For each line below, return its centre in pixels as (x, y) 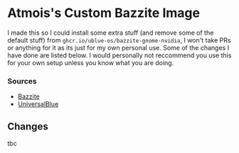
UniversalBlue (38, 104)
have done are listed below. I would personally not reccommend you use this (119, 55)
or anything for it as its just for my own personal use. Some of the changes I (118, 47)
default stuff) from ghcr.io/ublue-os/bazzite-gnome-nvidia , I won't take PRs (119, 40)
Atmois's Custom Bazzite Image (104, 13)
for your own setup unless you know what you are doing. (91, 62)
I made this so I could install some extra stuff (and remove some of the (111, 33)
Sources (22, 81)
